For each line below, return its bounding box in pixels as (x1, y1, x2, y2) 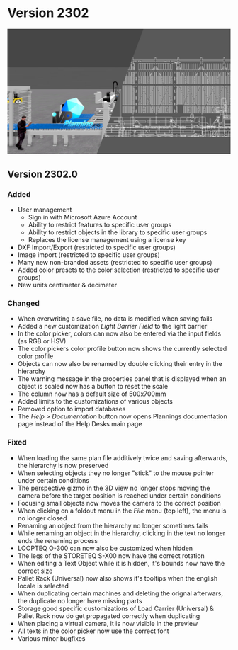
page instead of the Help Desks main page (17, 420, 142, 428)
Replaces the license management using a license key (28, 236, 186, 244)
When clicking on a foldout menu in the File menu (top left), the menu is (17, 506, 227, 515)
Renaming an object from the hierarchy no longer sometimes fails (17, 521, 209, 530)
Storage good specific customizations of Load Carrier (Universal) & (17, 604, 215, 612)
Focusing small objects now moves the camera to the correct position (17, 498, 221, 507)
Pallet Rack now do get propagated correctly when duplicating (17, 611, 200, 620)
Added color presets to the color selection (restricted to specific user (17, 266, 220, 274)
